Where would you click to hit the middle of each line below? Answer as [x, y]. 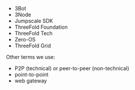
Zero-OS [25, 39]
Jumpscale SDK [34, 21]
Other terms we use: [31, 57]
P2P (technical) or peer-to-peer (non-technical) [72, 68]
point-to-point [31, 75]
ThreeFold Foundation [41, 27]
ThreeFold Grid [33, 46]
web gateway [31, 81]
